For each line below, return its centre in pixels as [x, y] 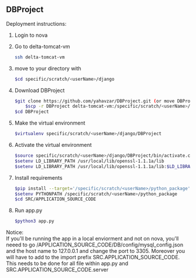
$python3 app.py [34, 221]
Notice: [15, 232]
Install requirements [38, 177]
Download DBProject [39, 90]
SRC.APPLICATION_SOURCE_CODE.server [57, 270]
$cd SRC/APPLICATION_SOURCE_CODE [55, 199]
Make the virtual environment [50, 123]
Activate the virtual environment [53, 145]
